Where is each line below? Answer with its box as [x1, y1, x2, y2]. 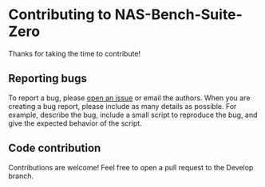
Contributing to [8, 6, 112, 24]
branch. [8, 171, 34, 181]
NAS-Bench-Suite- [114, 6, 243, 24]
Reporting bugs [8, 72, 88, 85]
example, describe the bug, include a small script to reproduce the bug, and [8, 110, 258, 119]
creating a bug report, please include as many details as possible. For [8, 101, 237, 111]
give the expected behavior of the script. [8, 118, 142, 128]
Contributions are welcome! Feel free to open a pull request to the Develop [8, 162, 254, 172]
